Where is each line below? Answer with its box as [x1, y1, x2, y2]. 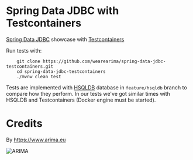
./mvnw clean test [16, 74, 61, 79]
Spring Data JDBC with [6, 4, 119, 18]
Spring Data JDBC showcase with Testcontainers [6, 36, 125, 43]
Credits [6, 117, 43, 130]
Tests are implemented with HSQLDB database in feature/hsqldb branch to [6, 84, 187, 91]
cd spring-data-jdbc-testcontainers [16, 68, 106, 74]
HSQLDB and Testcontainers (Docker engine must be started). [6, 96, 156, 103]
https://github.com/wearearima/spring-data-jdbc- [43, 58, 166, 64]
